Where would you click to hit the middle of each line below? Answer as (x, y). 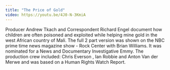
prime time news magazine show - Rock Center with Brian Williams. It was (83, 45)
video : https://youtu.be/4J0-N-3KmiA (46, 15)
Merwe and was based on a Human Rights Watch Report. (66, 62)
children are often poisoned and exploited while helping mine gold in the (81, 35)
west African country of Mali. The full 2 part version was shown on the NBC (85, 40)
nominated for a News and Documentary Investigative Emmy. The (75, 51)
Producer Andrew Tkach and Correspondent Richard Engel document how (84, 29)
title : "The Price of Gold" (35, 10)
